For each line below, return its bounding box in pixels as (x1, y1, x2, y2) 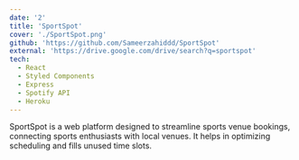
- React (17, 64, 47, 73)
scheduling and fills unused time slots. (9, 140, 152, 151)
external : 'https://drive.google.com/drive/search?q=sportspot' (9, 47, 257, 56)
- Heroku (17, 96, 51, 106)
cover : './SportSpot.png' (9, 30, 107, 39)
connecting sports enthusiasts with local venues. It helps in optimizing (9, 131, 271, 142)
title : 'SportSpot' (9, 22, 83, 31)
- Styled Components (17, 72, 95, 81)
